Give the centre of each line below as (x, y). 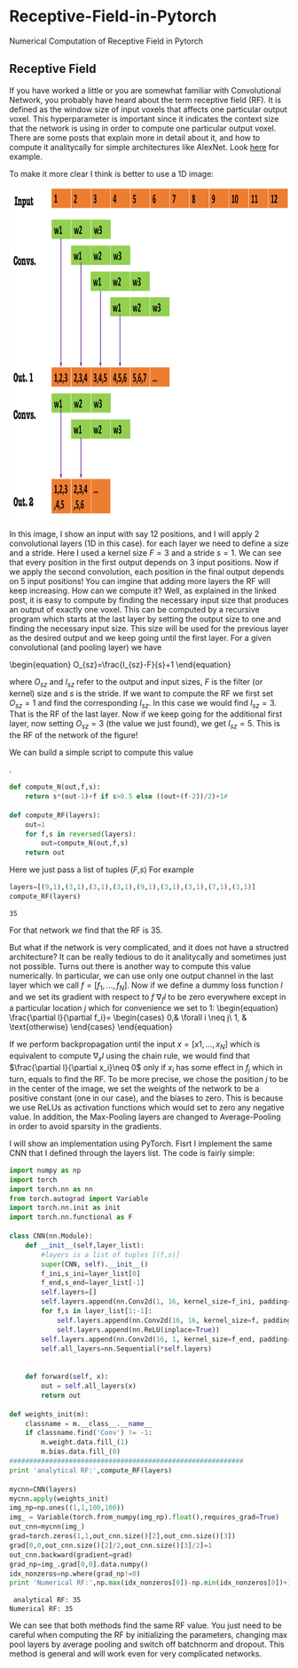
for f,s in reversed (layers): (81, 834)
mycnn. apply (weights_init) (59, 1499)
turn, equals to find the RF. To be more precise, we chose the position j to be (149, 1079)
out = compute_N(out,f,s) (85, 843)
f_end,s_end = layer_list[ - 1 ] (93, 1283)
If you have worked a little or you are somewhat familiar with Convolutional (145, 90)
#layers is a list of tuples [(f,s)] (110, 1255)
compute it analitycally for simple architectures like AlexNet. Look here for (144, 147)
